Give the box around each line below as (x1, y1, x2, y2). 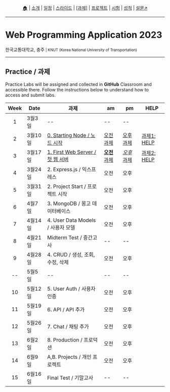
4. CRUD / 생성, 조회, (47, 251, 95, 258)
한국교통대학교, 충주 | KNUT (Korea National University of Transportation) (5, 46, 138, 53)
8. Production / (47, 336, 82, 343)
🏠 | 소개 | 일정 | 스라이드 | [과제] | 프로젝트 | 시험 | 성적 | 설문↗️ (22, 5, 148, 11)
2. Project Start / (47, 183, 86, 190)
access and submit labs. (5, 92, 56, 98)
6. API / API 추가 (47, 306, 85, 313)
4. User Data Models (47, 217, 96, 224)
